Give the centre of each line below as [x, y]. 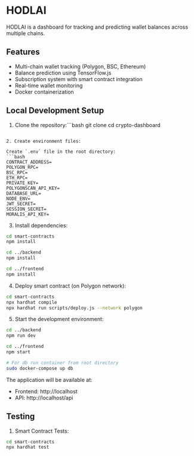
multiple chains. [26, 33]
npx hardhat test [28, 447]
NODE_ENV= [19, 198]
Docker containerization [44, 92]
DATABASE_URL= [24, 193]
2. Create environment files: [44, 141]
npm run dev [21, 336]
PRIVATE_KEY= [22, 183]
